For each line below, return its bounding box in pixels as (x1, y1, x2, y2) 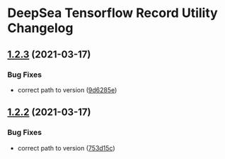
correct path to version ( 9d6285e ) (17, 85, 117, 94)
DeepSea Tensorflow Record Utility (7, 5, 218, 21)
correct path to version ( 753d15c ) (17, 143, 115, 152)
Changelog (7, 20, 74, 36)
